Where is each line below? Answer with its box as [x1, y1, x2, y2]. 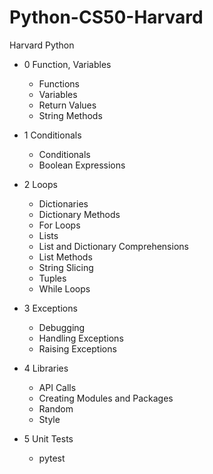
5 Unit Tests [23, 432, 74, 445]
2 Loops [23, 178, 58, 190]
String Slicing [38, 261, 94, 273]
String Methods [38, 109, 103, 121]
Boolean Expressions [38, 159, 126, 171]
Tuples [38, 272, 67, 284]
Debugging [38, 321, 86, 333]
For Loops [38, 219, 81, 231]
